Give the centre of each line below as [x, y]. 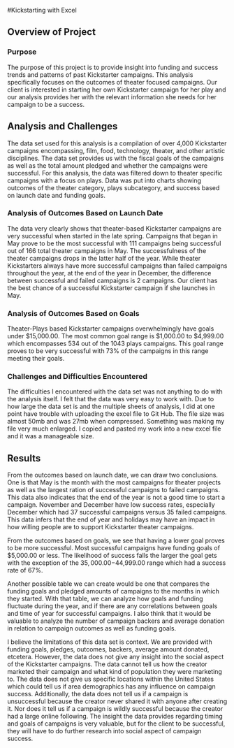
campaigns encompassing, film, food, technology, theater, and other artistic [116, 150]
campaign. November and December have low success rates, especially [111, 505]
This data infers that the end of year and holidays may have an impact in [111, 519]
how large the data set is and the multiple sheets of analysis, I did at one [111, 407]
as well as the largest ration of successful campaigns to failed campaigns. [114, 490]
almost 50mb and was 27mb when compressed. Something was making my [116, 422]
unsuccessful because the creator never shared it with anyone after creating [117, 701]
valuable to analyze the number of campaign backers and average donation [116, 621]
